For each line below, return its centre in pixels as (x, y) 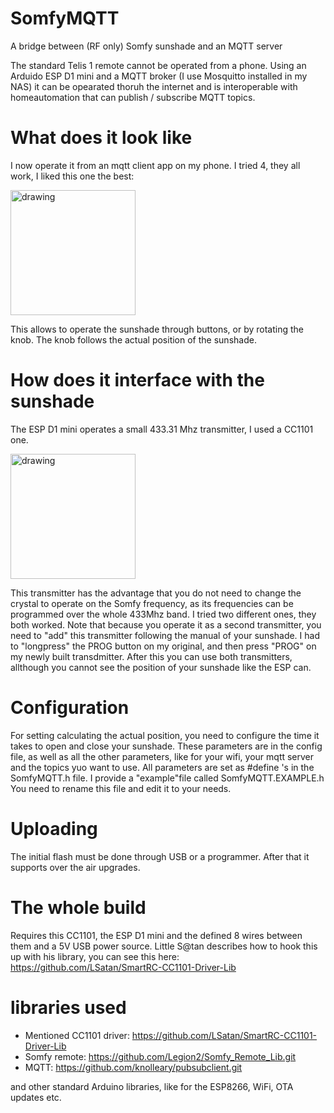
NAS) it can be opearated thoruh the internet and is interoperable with (154, 86)
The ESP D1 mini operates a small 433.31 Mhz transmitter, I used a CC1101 (162, 429)
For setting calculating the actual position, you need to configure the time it (165, 735)
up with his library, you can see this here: (95, 956)
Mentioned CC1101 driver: (77, 1035)
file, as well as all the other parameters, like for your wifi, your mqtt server (162, 756)
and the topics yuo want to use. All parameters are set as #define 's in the (162, 767)
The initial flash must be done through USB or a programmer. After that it (160, 856)
